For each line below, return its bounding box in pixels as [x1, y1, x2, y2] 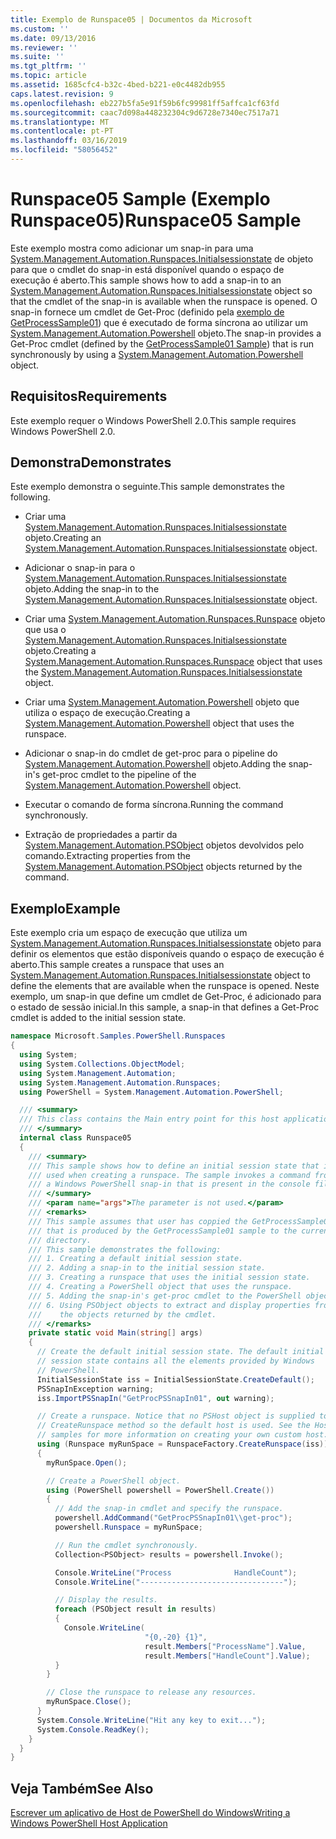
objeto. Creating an [24, 532, 102, 544]
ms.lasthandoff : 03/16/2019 [10, 136, 128, 146]
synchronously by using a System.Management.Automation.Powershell [10, 348, 304, 360]
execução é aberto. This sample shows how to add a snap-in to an [10, 274, 282, 286]
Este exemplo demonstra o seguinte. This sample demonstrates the [10, 481, 285, 493]
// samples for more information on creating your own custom [36, 1430, 302, 1440]
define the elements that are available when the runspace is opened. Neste [10, 980, 320, 992]
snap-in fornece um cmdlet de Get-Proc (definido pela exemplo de [10, 306, 285, 318]
